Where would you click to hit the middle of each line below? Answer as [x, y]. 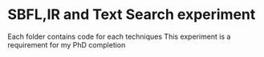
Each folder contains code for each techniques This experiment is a [119, 36]
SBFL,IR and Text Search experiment [132, 15]
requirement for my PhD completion [67, 44]
